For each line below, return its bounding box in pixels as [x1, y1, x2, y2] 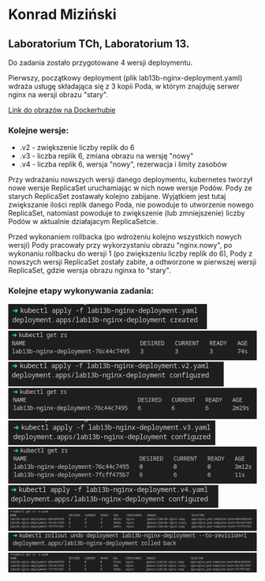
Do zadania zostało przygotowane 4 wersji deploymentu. [8, 58, 193, 67]
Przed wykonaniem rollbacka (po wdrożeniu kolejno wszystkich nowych [8, 232, 242, 242]
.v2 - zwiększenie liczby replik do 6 [19, 143, 135, 152]
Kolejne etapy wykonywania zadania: [8, 286, 154, 297]
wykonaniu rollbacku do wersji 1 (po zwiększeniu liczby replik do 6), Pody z [8, 249, 253, 258]
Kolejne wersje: [8, 125, 69, 136]
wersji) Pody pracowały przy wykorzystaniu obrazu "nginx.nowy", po [8, 241, 233, 250]
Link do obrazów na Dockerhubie [8, 105, 116, 114]
